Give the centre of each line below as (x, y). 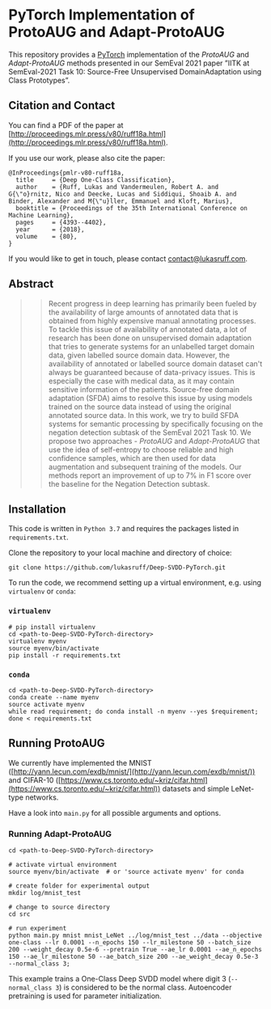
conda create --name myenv (54, 697)
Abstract (31, 284)
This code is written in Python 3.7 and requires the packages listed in (124, 529)
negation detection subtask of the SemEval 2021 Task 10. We (150, 432)
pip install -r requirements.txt (65, 655)
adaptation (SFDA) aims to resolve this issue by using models (150, 398)
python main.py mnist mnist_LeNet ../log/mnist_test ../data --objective (135, 935)
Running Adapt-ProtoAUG (60, 834)
